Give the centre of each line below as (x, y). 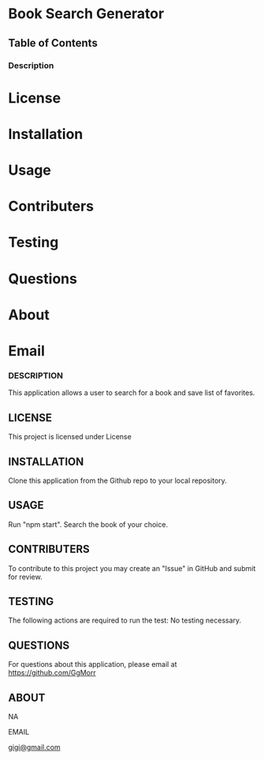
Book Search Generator (86, 14)
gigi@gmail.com (34, 747)
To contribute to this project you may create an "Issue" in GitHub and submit (132, 568)
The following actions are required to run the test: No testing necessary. (125, 620)
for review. (25, 577)
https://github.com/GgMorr (52, 673)
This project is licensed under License (70, 437)
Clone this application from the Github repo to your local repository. (117, 480)
